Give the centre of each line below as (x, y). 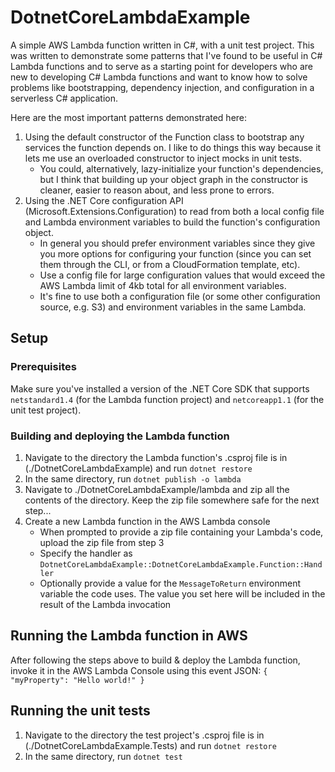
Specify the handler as (86, 553)
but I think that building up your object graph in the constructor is (173, 179)
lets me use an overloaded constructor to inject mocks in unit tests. (163, 158)
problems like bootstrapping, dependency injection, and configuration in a (162, 87)
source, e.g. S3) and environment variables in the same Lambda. (173, 307)
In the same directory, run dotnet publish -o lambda (133, 478)
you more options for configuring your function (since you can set (175, 253)
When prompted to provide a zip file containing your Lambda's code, (181, 532)
